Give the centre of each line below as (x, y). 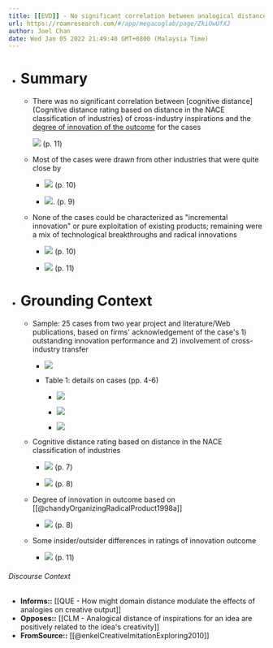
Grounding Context (86, 301)
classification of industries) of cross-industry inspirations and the (142, 119)
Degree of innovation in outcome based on (104, 499)
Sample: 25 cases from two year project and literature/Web (131, 324)
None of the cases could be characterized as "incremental (130, 218)
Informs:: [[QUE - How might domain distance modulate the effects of (138, 601)
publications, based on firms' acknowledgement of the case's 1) (139, 332)
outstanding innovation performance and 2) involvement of (131, 341)
